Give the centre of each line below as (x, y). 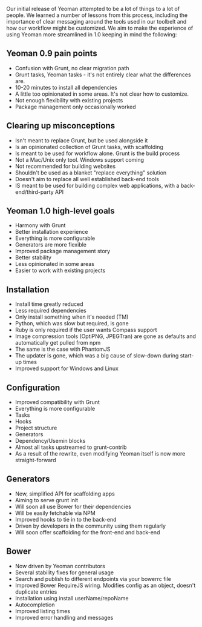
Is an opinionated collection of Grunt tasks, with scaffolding (89, 147)
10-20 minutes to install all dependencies (66, 87)
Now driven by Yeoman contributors (60, 566)
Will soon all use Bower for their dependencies (73, 506)
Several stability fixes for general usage (64, 572)
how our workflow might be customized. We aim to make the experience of (100, 28)
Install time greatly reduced (49, 304)
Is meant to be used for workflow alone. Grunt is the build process (97, 153)
